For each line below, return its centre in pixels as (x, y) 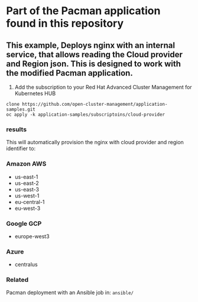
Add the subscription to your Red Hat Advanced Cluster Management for (103, 87)
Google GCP (24, 223)
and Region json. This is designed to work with (94, 64)
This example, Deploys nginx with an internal (91, 45)
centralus (26, 265)
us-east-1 (26, 177)
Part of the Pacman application (83, 11)
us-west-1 (27, 196)
